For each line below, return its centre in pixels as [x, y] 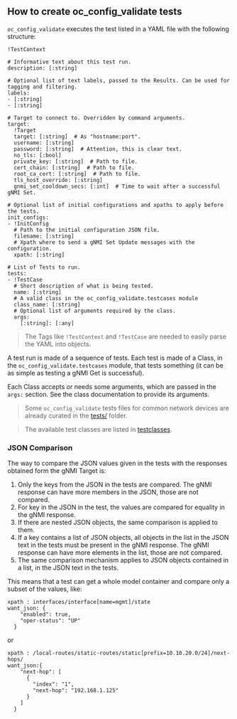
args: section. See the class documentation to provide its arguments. [109, 394]
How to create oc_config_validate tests [95, 12]
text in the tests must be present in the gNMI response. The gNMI [113, 545]
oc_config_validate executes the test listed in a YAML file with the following [118, 28]
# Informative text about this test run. [70, 62]
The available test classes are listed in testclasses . [98, 429]
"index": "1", [54, 685]
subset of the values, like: [45, 589]
